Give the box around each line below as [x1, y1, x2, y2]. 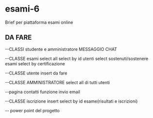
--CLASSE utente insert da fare [5, 70, 68, 76]
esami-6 [5, 3, 40, 15]
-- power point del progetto [5, 107, 60, 113]
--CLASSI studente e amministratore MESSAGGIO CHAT [5, 46, 118, 52]
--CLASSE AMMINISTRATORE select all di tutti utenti [5, 79, 110, 85]
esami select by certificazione [5, 60, 65, 66]
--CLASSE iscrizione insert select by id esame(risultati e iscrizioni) [5, 98, 138, 104]
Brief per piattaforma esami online [5, 19, 73, 25]
